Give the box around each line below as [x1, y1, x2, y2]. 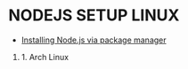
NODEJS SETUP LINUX [8, 5, 180, 26]
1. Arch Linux [20, 51, 69, 62]
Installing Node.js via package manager [20, 34, 167, 45]
